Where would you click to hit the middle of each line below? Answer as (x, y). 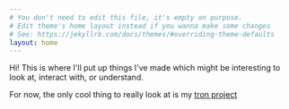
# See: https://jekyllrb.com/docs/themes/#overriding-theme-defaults (142, 34)
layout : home (34, 42)
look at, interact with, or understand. (76, 78)
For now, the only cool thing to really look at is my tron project (123, 95)
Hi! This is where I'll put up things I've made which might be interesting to (145, 68)
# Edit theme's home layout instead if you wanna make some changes (140, 26)
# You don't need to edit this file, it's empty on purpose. (126, 17)
